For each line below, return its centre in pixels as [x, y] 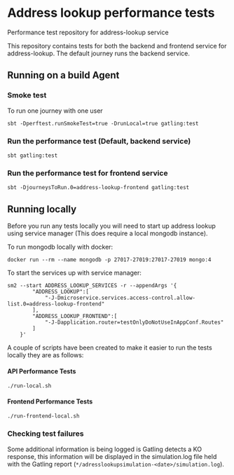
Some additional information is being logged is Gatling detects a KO [104, 449]
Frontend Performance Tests [50, 401]
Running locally [42, 209]
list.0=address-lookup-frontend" [56, 304]
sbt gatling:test [33, 156]
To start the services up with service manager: [75, 273]
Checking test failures [46, 434]
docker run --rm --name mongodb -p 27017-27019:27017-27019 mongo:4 [109, 260]
